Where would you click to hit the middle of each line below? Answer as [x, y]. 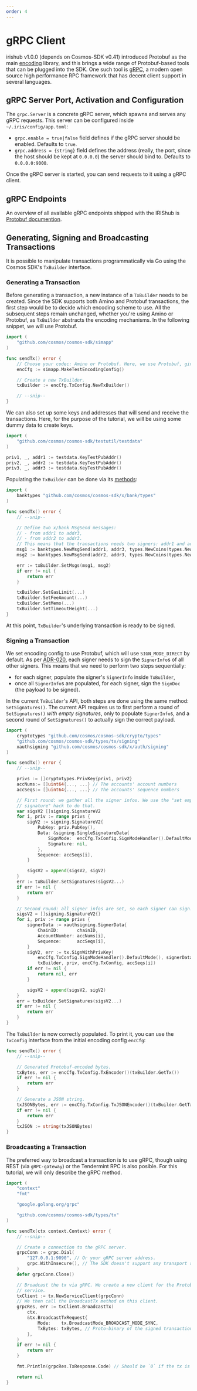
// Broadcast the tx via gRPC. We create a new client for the [96, 1285]
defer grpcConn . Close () [46, 1274]
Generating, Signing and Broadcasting [77, 238]
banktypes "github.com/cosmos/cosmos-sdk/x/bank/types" [86, 496]
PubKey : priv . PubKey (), [66, 828]
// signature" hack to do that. [56, 806]
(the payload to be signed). [47, 690]
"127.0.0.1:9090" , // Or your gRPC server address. [92, 1258]
